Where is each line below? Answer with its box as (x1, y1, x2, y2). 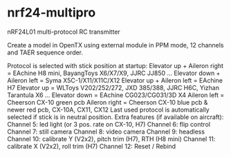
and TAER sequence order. (7, 48, 84, 56)
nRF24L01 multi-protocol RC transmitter (7, 28, 121, 36)
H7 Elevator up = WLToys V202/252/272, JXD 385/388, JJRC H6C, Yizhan (7, 83, 220, 92)
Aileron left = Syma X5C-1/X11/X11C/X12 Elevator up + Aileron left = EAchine (7, 76, 223, 84)
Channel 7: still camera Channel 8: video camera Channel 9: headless (7, 127, 205, 136)
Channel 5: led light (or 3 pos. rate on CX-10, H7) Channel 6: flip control (7, 120, 211, 128)
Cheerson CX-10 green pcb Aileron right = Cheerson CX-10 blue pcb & (7, 98, 208, 106)
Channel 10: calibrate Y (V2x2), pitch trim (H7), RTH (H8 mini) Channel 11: (7, 134, 216, 143)
